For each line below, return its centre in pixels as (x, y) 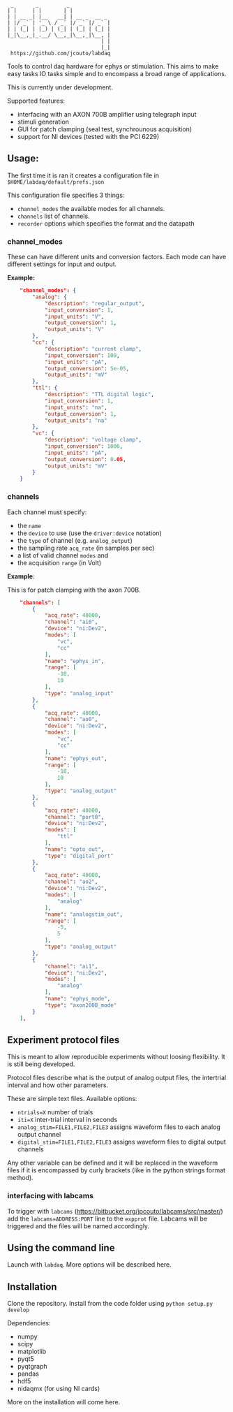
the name (29, 525)
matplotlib (32, 1352)
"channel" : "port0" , (74, 817)
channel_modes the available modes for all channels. (91, 208)
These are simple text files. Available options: (72, 1099)
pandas (28, 1374)
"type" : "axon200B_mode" (81, 1005)
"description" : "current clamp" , (93, 349)
